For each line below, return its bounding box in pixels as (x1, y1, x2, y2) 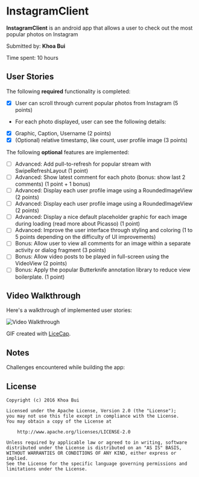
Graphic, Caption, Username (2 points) (14, 129, 112, 137)
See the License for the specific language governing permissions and (6, 461, 188, 467)
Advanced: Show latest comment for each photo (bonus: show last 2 (14, 174, 186, 181)
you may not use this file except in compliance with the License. (6, 413, 180, 419)
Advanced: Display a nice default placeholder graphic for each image (14, 213, 188, 221)
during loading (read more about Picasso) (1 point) (14, 220, 141, 227)
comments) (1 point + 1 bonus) (14, 180, 90, 188)
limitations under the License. (6, 466, 87, 472)
